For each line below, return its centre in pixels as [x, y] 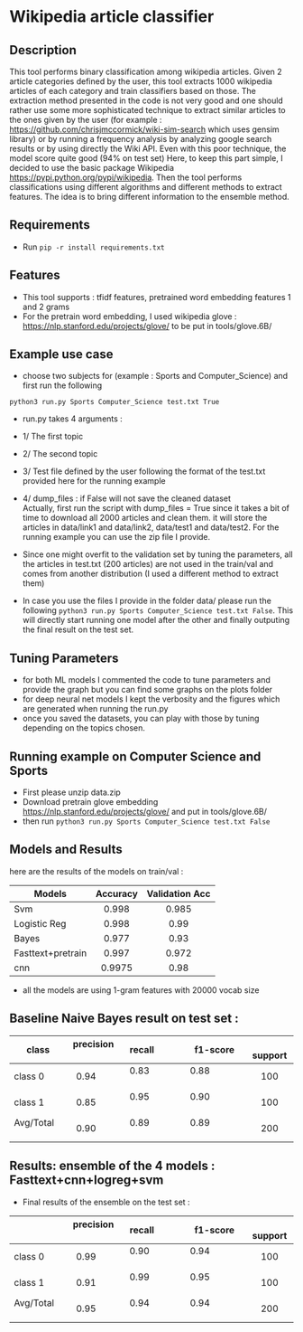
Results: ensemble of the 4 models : [112, 1166]
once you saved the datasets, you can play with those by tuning [141, 718]
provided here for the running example [94, 481]
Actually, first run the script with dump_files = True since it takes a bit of [156, 508]
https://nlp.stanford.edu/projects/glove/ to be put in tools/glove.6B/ [147, 326]
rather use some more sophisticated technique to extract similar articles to [147, 110]
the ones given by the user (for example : [86, 120]
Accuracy [116, 893]
